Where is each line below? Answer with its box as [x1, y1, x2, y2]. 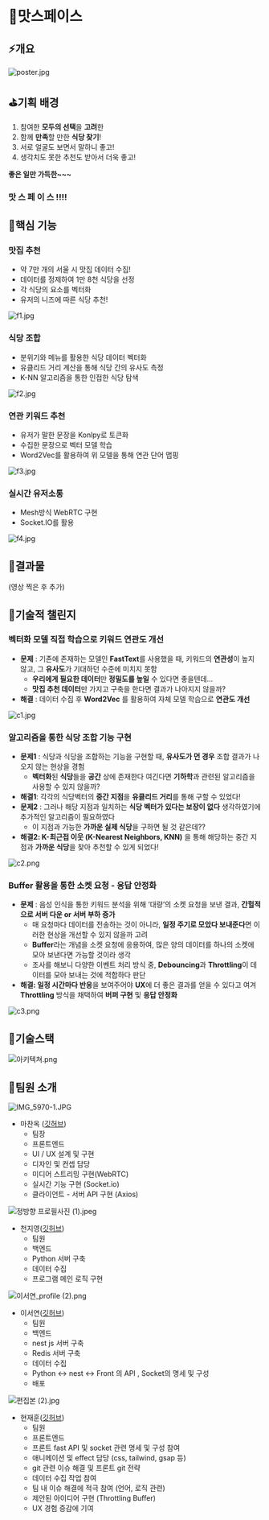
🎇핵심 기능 [8, 219, 58, 233]
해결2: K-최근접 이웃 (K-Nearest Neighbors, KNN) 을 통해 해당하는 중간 [19, 832, 249, 842]
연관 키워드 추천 [8, 410, 66, 421]
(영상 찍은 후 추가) [8, 582, 66, 592]
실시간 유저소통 [8, 488, 64, 499]
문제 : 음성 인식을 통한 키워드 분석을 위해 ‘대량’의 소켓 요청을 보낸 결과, [19, 899, 239, 910]
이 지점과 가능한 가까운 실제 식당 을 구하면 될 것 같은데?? [31, 822, 206, 832]
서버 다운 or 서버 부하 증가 [35, 910, 116, 919]
